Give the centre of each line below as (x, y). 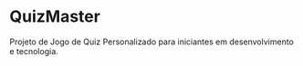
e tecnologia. (34, 51)
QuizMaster (55, 17)
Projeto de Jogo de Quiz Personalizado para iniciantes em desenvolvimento (151, 42)
